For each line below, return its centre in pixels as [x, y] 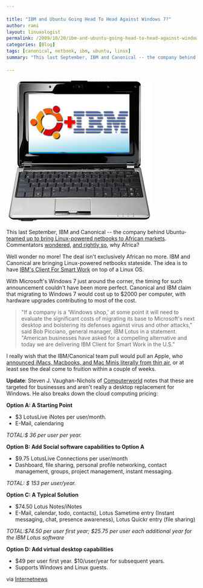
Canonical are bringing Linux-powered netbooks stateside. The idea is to [97, 263]
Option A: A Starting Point [39, 405]
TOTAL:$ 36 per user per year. [44, 435]
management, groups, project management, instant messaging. [94, 471]
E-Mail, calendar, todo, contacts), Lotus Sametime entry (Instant [95, 513]
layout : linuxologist [34, 32]
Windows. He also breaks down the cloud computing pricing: [82, 393]
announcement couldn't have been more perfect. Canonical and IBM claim [99, 287]
